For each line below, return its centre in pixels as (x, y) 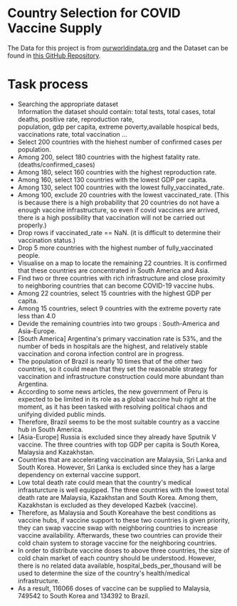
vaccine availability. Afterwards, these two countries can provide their (120, 535)
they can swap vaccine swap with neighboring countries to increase (118, 528)
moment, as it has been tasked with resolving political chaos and (112, 407)
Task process (48, 84)
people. (29, 255)
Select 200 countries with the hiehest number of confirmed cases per (120, 142)
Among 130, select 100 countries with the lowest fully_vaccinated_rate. (121, 187)
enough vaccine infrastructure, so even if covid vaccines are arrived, (118, 210)
